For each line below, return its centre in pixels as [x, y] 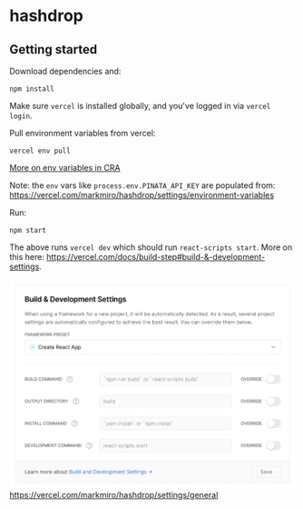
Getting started [54, 50]
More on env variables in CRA [65, 168]
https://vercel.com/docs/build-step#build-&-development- [156, 257]
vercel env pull [40, 151]
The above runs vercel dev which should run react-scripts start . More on [151, 247]
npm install [32, 89]
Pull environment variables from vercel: [83, 133]
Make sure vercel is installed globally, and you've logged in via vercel [140, 106]
